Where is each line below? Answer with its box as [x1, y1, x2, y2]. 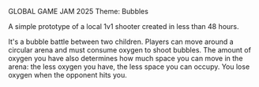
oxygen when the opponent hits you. [8, 71, 128, 79]
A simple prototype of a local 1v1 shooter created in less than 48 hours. [8, 22, 239, 31]
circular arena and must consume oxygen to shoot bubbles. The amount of [8, 45, 251, 54]
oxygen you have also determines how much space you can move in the [8, 54, 243, 63]
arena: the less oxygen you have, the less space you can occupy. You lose [8, 62, 250, 71]
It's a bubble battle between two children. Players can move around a [8, 37, 235, 46]
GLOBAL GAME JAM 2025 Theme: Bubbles [8, 7, 148, 16]
